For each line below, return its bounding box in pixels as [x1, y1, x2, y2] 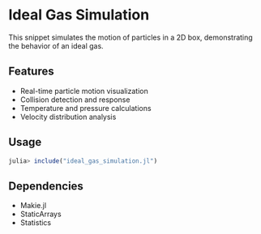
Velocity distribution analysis [19, 112, 117, 121]
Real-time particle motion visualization [19, 86, 148, 96]
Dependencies [8, 179, 83, 193]
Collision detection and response [19, 95, 130, 104]
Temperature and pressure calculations [19, 103, 152, 113]
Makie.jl [19, 201, 47, 211]
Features [8, 65, 54, 79]
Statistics [19, 218, 52, 228]
